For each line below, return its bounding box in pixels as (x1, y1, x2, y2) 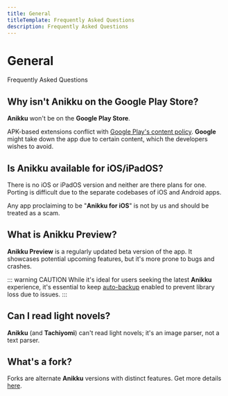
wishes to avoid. (7, 143, 54, 151)
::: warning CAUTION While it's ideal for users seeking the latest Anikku (7, 275, 212, 284)
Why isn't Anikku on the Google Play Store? (7, 96, 199, 107)
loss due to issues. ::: (7, 290, 68, 298)
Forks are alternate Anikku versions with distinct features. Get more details (7, 375, 222, 383)
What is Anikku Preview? (7, 229, 117, 241)
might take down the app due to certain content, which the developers (7, 135, 208, 143)
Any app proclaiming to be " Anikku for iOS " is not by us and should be (7, 201, 209, 210)
